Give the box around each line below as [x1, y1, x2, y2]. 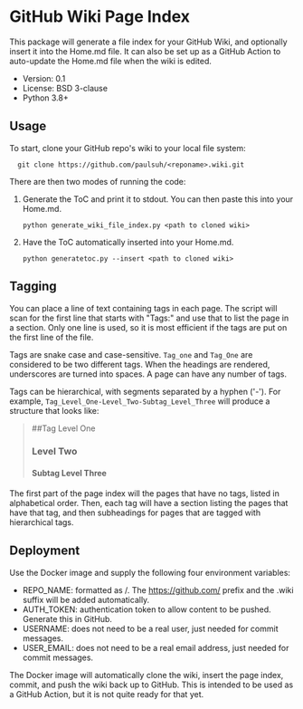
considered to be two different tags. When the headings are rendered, [9, 359, 270, 369]
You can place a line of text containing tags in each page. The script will [9, 302, 278, 313]
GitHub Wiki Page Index [9, 6, 191, 27]
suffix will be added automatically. [22, 594, 150, 605]
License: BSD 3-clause [22, 82, 109, 93]
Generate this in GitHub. [22, 613, 113, 624]
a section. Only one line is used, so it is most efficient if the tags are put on [9, 321, 288, 332]
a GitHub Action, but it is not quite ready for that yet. [9, 688, 204, 699]
